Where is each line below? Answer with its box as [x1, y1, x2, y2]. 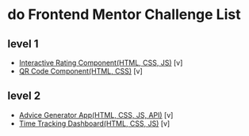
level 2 [7, 89, 41, 103]
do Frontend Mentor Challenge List [7, 6, 241, 24]
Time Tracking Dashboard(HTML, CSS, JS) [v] [18, 119, 170, 128]
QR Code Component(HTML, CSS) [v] [18, 66, 144, 76]
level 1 [7, 37, 39, 51]
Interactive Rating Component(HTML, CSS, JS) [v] [18, 58, 183, 67]
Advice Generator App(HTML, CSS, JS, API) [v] [18, 110, 174, 119]
